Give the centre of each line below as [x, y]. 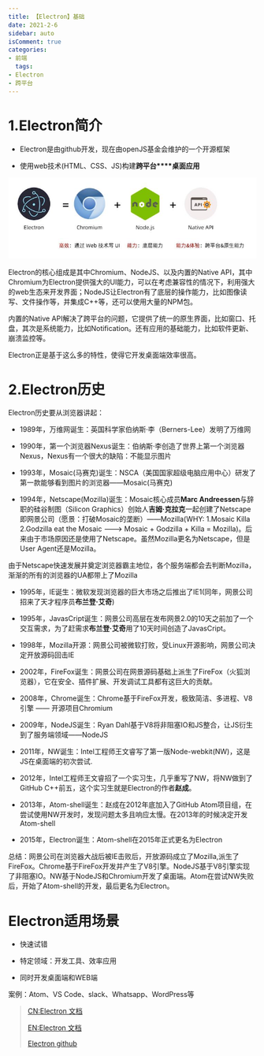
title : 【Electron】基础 [46, 17]
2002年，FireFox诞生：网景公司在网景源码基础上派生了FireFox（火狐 [132, 672]
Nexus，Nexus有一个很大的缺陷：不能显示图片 [95, 456]
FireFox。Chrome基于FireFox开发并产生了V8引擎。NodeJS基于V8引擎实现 [129, 866]
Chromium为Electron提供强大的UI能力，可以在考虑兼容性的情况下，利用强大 [132, 282]
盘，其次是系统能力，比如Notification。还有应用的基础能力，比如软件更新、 [131, 328]
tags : [24, 67]
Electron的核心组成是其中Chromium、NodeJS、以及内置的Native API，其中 [130, 272]
